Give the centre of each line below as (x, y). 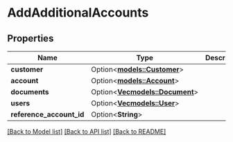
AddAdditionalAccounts (78, 13)
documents (30, 92)
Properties (31, 38)
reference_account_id (48, 114)
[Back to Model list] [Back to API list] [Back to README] (87, 132)
